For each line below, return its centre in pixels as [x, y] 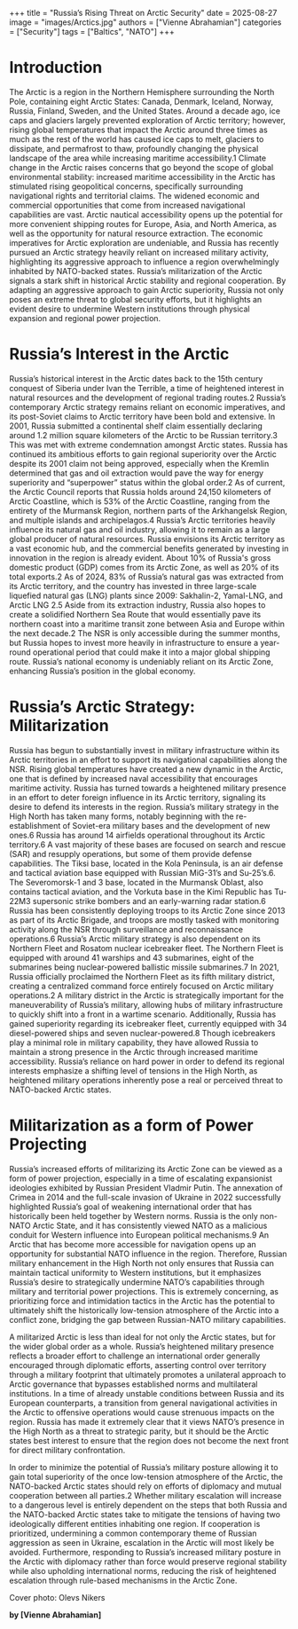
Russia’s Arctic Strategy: [102, 707]
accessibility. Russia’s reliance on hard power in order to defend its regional [147, 1061]
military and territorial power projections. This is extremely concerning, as [144, 1291]
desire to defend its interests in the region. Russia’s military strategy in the [144, 807]
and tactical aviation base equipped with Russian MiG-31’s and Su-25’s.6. [143, 872]
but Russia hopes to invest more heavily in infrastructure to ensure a [134, 642]
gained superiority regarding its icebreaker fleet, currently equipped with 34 [148, 1023]
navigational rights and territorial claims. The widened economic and [134, 195]
